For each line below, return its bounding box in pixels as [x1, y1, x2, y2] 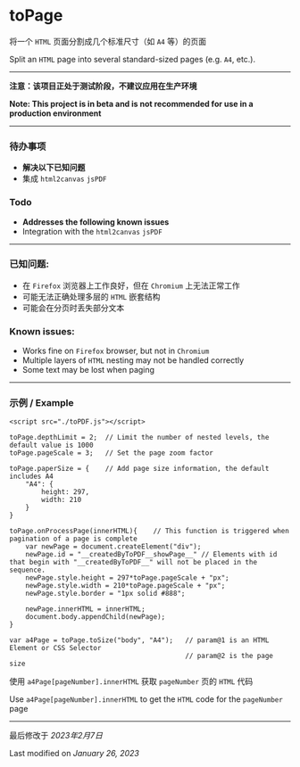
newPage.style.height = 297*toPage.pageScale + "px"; [25, 573, 229, 582]
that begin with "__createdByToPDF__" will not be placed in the [9, 558, 257, 567]
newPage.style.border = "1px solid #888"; [25, 590, 186, 598]
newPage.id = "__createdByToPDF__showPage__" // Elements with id [25, 550, 278, 559]
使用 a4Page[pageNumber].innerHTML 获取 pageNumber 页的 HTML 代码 [9, 676, 254, 687]
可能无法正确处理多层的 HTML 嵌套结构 [21, 291, 161, 301]
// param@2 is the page [185, 652, 274, 661]
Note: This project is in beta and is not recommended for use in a [9, 98, 254, 109]
